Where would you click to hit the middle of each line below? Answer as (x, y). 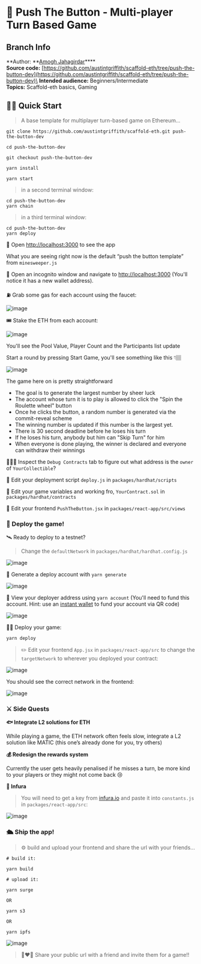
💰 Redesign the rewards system (47, 755)
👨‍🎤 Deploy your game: (34, 627)
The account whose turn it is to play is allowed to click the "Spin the (99, 399)
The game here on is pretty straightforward (59, 381)
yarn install (22, 168)
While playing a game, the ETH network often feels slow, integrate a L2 (94, 736)
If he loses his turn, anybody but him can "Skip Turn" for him (90, 437)
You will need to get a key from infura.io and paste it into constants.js (107, 798)
